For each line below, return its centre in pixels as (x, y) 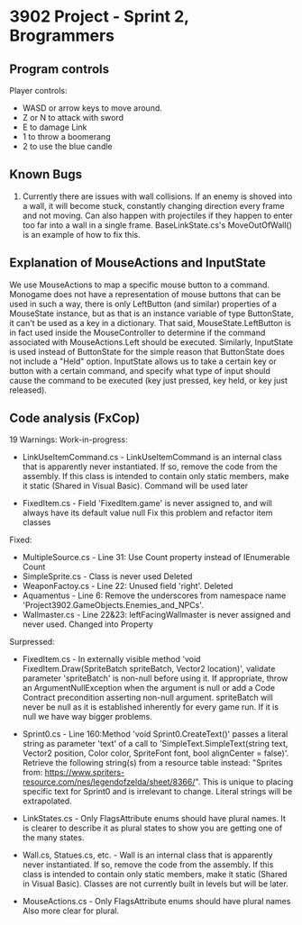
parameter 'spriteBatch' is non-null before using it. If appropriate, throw (155, 678)
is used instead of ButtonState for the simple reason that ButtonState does (147, 351)
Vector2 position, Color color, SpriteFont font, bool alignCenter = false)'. (156, 753)
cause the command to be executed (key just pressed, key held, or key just (149, 380)
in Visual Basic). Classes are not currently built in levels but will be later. (155, 884)
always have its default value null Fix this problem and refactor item (147, 513)
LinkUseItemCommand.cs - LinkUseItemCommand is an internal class (152, 458)
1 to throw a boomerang (66, 136)
